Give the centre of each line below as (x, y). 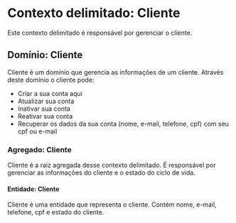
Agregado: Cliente (40, 149)
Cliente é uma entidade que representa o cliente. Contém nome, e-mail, (112, 205)
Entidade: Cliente (33, 189)
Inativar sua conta (44, 109)
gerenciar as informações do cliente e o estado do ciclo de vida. (101, 173)
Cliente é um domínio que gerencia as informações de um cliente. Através (116, 72)
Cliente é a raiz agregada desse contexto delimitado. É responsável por (112, 165)
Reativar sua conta (45, 116)
